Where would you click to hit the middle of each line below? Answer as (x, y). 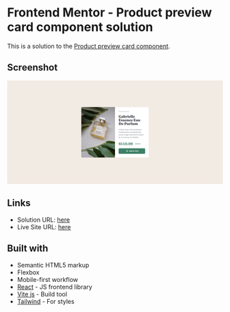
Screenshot (33, 67)
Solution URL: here (43, 220)
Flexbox (28, 272)
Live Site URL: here (44, 226)
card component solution (80, 27)
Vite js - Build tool (42, 294)
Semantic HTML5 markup (53, 265)
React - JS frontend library (54, 287)
